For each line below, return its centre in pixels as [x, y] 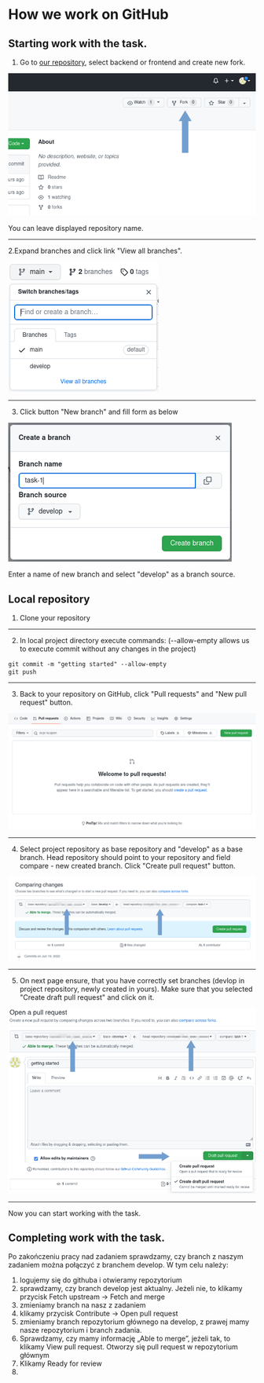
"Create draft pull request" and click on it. [87, 997]
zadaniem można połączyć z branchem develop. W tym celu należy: [118, 1265]
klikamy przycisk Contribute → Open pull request [99, 1314]
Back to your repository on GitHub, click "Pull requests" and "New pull [133, 694]
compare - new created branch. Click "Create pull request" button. [127, 865]
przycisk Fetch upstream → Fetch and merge [92, 1297]
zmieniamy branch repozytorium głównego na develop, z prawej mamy [134, 1322]
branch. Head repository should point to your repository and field [125, 857]
